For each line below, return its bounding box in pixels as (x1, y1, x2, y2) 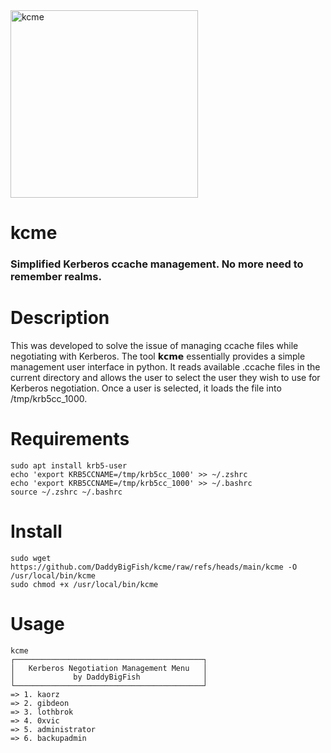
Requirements (10, 428, 130, 451)
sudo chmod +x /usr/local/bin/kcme (10, 579, 159, 589)
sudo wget (10, 553, 52, 563)
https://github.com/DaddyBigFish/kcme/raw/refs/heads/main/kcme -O (10, 562, 298, 572)
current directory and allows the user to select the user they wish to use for (10, 372, 321, 384)
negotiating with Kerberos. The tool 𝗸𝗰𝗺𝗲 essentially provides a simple (10, 350, 306, 363)
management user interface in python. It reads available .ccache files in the (10, 361, 321, 373)
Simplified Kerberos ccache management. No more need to (10, 257, 304, 271)
